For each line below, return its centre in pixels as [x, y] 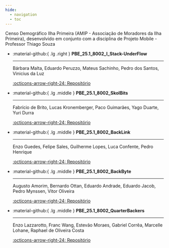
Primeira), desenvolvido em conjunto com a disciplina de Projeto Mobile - [81, 39]
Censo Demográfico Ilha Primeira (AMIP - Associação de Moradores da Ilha [83, 34]
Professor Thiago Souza [30, 44]
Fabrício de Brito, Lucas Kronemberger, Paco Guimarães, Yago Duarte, [86, 107]
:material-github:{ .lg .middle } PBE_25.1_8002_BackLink [71, 132]
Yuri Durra [23, 113]
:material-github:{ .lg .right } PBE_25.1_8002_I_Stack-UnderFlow [80, 54]
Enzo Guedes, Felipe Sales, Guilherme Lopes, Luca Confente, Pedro [83, 147]
